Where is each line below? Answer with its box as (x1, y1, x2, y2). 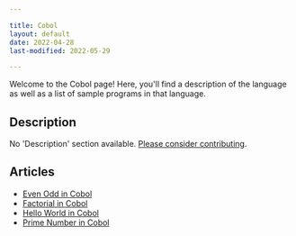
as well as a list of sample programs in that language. (9, 88, 207, 99)
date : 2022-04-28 (9, 38, 75, 47)
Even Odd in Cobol (22, 188, 93, 199)
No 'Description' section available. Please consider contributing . (9, 139, 247, 150)
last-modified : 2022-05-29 (9, 46, 111, 55)
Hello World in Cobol (22, 207, 99, 218)
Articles (9, 164, 56, 180)
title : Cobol (9, 21, 58, 30)
